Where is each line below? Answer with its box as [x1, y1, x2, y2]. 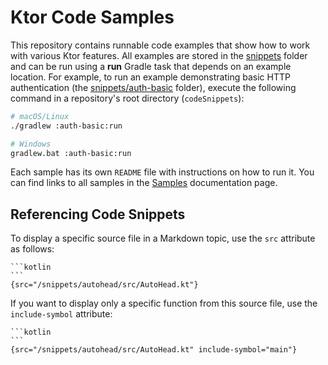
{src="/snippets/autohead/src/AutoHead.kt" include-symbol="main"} [10, 345, 298, 355]
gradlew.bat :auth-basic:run [10, 148, 132, 158]
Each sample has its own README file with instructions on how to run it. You [10, 166, 315, 178]
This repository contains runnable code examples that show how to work [10, 39, 311, 51]
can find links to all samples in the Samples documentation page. [10, 177, 278, 189]
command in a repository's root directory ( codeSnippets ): [10, 92, 245, 104]
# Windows [10, 139, 52, 149]
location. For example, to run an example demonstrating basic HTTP [10, 71, 291, 83]
